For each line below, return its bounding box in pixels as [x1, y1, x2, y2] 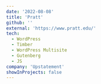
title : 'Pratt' [6, 14, 44, 20]
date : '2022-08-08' [6, 8, 54, 15]
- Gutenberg [11, 53, 41, 59]
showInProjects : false [6, 69, 62, 75]
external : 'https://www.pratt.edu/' [6, 25, 96, 31]
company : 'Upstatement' [6, 63, 65, 70]
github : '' [6, 20, 33, 25]
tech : [6, 31, 19, 37]
